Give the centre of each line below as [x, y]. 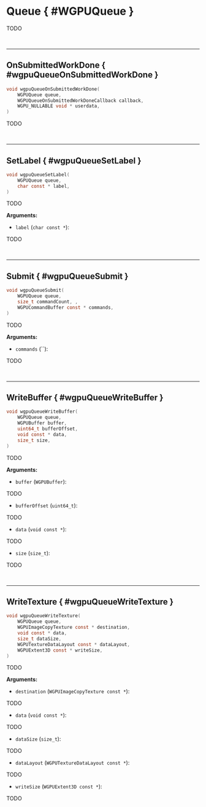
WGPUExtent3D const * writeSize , [60, 650]
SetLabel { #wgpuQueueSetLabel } [74, 161]
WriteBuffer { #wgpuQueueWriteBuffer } [85, 398]
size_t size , [34, 440]
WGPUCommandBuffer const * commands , [66, 307]
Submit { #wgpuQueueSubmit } [67, 276]
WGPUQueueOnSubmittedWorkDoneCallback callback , [81, 100]
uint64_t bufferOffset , [48, 429]
